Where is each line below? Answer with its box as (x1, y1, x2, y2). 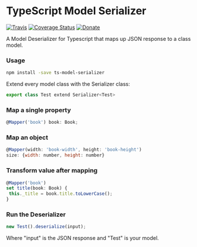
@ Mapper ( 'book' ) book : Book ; (6, 120, 78, 126)
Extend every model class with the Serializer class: (6, 81, 131, 88)
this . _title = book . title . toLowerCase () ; (8, 191, 113, 197)
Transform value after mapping (6, 166, 98, 175)
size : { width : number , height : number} (6, 152, 105, 158)
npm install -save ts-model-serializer (6, 70, 105, 76)
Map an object (6, 133, 49, 142)
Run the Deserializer (6, 210, 66, 219)
